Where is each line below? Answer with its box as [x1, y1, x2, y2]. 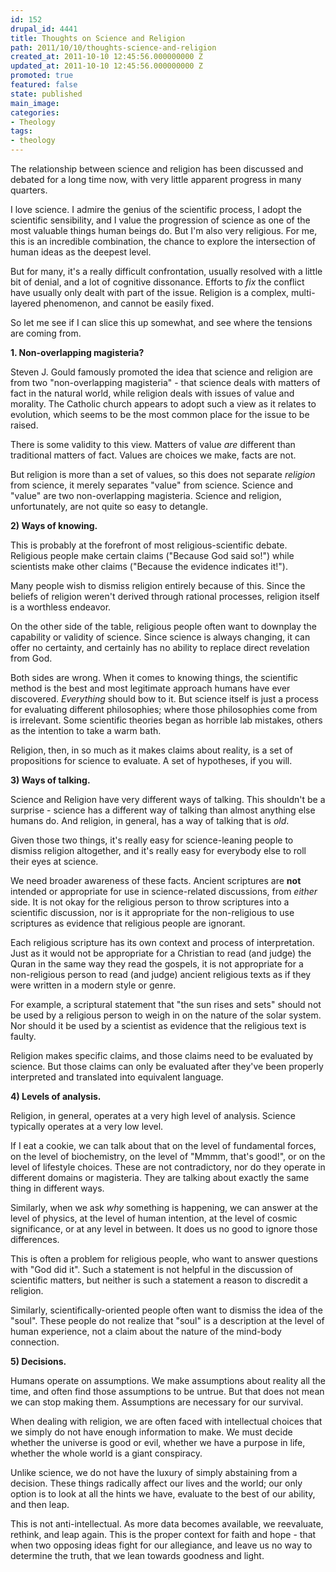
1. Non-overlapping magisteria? [10, 347, 145, 358]
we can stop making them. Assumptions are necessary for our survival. [10, 1396, 304, 1408]
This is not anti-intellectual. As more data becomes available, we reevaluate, [10, 1518, 324, 1530]
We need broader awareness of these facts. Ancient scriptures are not [10, 875, 302, 886]
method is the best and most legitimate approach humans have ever [10, 682, 291, 694]
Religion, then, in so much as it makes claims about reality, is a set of [10, 744, 293, 756]
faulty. [10, 1031, 37, 1042]
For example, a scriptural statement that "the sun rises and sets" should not [10, 999, 322, 1010]
